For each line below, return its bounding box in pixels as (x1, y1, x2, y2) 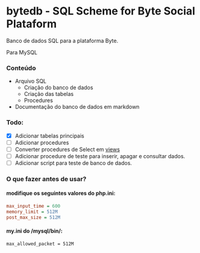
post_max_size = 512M (6, 214, 61, 220)
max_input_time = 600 (6, 203, 61, 209)
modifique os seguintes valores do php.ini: (6, 190, 116, 197)
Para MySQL (6, 48, 38, 56)
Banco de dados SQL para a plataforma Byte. (6, 37, 119, 44)
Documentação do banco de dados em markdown (14, 103, 140, 110)
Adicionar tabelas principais (14, 132, 84, 139)
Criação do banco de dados (23, 84, 93, 91)
